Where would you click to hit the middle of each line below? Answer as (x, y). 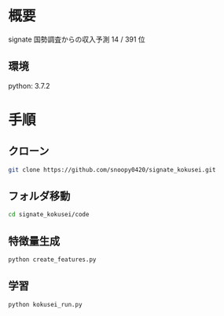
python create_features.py (52, 260)
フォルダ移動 (39, 196)
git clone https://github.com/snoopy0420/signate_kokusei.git (112, 169)
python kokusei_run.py (45, 304)
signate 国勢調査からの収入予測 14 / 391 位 (77, 39)
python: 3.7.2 (29, 85)
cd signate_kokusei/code (49, 215)
